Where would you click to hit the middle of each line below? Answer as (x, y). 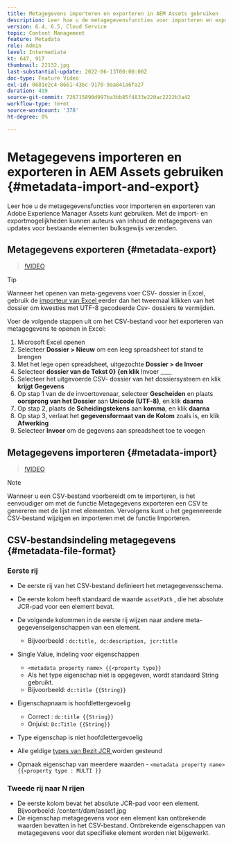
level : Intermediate (37, 53)
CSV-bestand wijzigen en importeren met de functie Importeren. (99, 518)
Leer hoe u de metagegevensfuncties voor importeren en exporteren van (111, 206)
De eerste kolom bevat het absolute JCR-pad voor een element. (108, 803)
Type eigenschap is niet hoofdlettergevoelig (80, 737)
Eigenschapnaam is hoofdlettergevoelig (74, 703)
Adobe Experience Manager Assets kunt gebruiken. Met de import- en (107, 213)
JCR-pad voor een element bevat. (66, 606)
